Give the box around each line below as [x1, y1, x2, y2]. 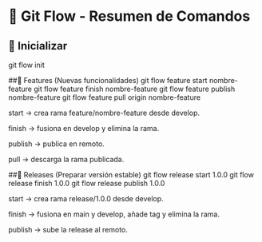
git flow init [8, 60, 46, 69]
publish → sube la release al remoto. [8, 225, 128, 234]
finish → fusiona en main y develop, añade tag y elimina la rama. [8, 209, 220, 219]
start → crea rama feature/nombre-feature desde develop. [8, 108, 200, 117]
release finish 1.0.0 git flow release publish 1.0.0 [8, 179, 165, 188]
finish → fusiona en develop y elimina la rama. [8, 124, 160, 133]
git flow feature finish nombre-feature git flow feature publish [33, 84, 236, 93]
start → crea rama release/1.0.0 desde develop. [8, 194, 164, 203]
